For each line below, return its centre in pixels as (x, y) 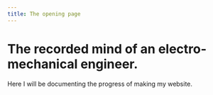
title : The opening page (44, 14)
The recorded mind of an (82, 49)
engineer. (109, 64)
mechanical (43, 64)
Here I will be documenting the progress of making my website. (100, 84)
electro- (182, 49)
